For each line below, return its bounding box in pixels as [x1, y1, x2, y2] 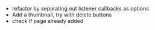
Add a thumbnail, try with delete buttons [11, 11, 112, 18]
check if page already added [11, 18, 84, 24]
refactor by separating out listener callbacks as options [11, 5, 150, 12]
